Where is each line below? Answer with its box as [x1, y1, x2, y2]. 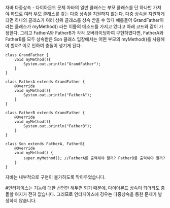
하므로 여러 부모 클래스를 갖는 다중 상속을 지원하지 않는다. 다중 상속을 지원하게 [10, 11, 165, 17]
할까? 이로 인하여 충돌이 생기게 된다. [10, 43, 82, 48]
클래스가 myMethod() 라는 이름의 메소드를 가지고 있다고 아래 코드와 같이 [14, 23, 158, 29]
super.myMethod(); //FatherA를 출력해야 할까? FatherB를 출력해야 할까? [23, 156, 165, 161]
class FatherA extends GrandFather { [5, 79, 85, 84]
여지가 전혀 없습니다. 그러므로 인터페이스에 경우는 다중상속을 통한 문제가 [14, 191, 157, 197]
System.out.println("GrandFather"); [23, 61, 101, 66]
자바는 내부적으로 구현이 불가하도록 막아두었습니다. [5, 174, 106, 180]
